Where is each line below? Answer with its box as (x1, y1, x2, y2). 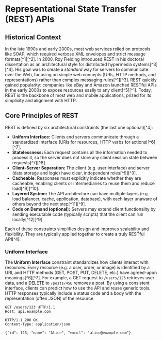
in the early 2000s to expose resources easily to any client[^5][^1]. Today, (5, 87, 152, 93)
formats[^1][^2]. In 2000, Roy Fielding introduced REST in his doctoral (5, 56, 144, 62)
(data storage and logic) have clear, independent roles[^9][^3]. (12, 170, 137, 176)
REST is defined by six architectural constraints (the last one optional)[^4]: (5, 124, 153, 130)
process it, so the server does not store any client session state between (12, 154, 158, 160)
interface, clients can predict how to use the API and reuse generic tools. (5, 285, 151, 291)
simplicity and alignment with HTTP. (5, 98, 77, 103)
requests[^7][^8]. (12, 159, 47, 166)
